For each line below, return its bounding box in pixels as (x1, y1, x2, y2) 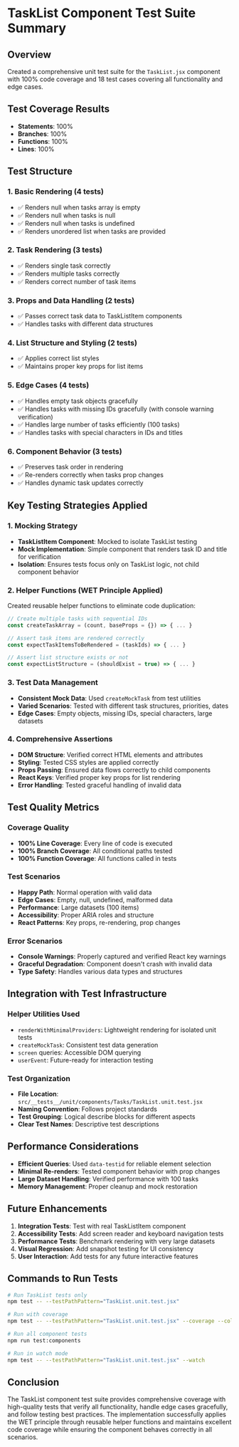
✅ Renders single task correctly (17, 261, 111, 270)
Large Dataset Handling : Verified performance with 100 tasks (17, 1174, 199, 1183)
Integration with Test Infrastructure (7, 988, 167, 1000)
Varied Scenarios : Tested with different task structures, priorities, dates (17, 701, 229, 710)
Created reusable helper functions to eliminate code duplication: (7, 601, 196, 610)
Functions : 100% (17, 137, 69, 145)
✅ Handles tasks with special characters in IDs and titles (17, 428, 184, 437)
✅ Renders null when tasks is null (17, 211, 116, 219)
